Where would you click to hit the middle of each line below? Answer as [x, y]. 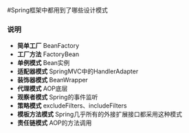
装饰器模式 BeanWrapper [52, 80]
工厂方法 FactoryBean [48, 54]
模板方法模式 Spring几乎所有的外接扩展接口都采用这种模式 [99, 114]
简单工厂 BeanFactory [48, 46]
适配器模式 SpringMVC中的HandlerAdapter [78, 71]
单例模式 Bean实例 [43, 63]
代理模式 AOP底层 [42, 88]
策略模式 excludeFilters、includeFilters [72, 106]
